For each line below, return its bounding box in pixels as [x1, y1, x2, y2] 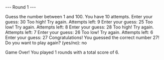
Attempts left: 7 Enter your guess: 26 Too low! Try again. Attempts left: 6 [5, 30, 154, 35]
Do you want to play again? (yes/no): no [5, 40, 87, 46]
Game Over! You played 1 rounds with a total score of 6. [5, 49, 120, 55]
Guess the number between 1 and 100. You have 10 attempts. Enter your [5, 14, 153, 19]
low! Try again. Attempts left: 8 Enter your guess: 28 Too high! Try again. [5, 24, 154, 30]
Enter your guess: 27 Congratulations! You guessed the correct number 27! [5, 34, 160, 40]
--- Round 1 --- [5, 4, 36, 10]
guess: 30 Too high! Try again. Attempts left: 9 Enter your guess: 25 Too [5, 19, 153, 25]
